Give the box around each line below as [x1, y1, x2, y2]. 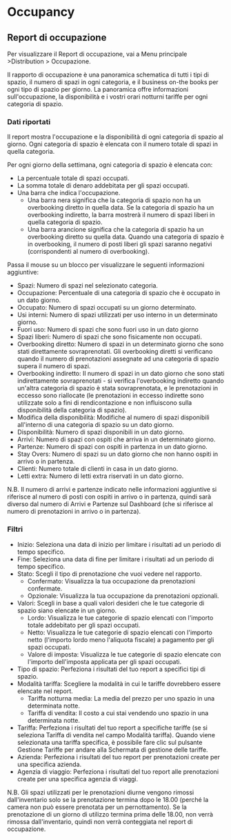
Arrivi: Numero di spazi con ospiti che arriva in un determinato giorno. [17, 435, 216, 443]
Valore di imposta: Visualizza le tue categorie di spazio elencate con [27, 650, 221, 659]
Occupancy [7, 4, 75, 20]
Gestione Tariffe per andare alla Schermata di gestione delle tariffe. [17, 746, 208, 754]
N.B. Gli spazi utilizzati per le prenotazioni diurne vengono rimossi [7, 788, 194, 797]
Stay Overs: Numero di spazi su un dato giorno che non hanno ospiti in [17, 450, 219, 459]
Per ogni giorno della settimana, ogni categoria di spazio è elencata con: [7, 161, 213, 169]
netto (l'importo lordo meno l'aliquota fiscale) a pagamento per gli [27, 635, 214, 643]
